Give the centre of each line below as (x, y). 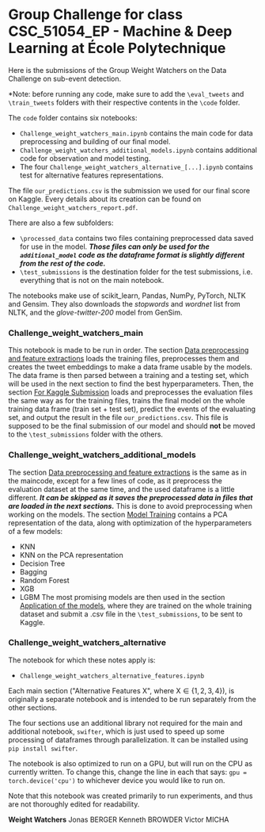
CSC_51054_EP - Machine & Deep (120, 31)
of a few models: (36, 531)
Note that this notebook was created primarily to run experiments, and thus (131, 796)
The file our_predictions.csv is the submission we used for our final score (129, 190)
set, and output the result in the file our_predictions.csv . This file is (118, 418)
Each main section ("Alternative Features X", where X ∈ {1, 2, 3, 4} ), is (121, 690)
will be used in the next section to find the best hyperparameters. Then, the (131, 384)
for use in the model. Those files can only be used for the (114, 246)
